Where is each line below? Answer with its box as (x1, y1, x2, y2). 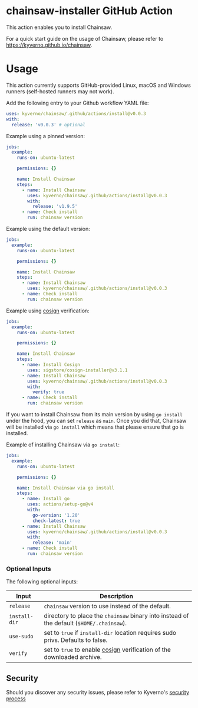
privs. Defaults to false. (44, 636, 108, 644)
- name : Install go (21, 496, 70, 502)
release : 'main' (32, 540, 72, 546)
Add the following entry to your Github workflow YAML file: (6, 99, 149, 106)
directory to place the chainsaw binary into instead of (44, 612, 189, 620)
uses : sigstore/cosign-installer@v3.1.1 (27, 367, 128, 373)
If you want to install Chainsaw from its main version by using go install (6, 411, 183, 417)
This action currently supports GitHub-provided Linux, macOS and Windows (6, 81, 192, 89)
